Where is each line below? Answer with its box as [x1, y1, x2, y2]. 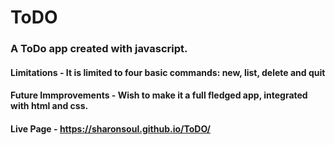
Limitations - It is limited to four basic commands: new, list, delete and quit [10, 66, 326, 78]
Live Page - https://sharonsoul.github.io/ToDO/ [10, 122, 212, 135]
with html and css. [10, 100, 89, 112]
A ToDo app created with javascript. [10, 42, 188, 56]
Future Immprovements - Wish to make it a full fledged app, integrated [10, 89, 308, 101]
